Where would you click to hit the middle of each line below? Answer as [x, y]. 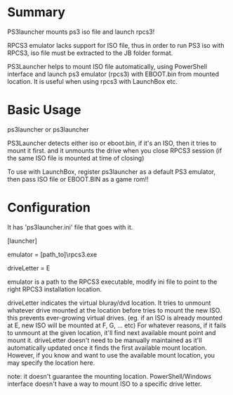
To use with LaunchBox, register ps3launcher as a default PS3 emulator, [112, 171]
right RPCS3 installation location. [55, 289]
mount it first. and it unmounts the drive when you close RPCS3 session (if [115, 150]
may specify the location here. [51, 363]
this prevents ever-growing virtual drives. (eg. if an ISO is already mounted [115, 318]
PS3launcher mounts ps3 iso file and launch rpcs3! [81, 32]
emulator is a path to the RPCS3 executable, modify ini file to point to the [112, 282]
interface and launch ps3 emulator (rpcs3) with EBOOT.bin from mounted [113, 74]
